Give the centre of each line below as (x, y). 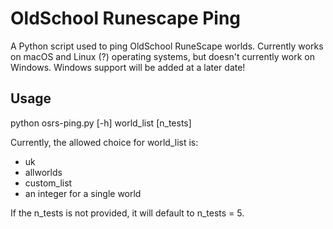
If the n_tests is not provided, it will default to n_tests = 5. (127, 213)
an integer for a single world (83, 193)
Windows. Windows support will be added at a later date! (128, 67)
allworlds (43, 172)
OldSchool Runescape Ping (126, 18)
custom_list (48, 183)
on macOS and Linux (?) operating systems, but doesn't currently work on (162, 56)
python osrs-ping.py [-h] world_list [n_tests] (101, 123)
